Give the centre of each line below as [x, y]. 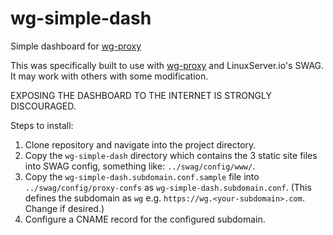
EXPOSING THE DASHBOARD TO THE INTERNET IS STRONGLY [141, 95]
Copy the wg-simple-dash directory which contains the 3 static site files [171, 155]
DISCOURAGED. [43, 106]
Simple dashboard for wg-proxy [76, 46]
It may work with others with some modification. [109, 76]
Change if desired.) [64, 208]
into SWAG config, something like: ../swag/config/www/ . [140, 166]
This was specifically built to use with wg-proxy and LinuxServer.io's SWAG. [167, 65]
